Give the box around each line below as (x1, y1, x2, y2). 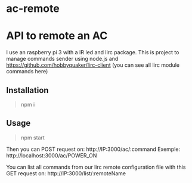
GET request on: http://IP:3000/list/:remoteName (6, 169, 126, 177)
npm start (20, 134, 45, 141)
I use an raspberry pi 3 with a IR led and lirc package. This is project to (6, 49, 179, 56)
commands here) (6, 68, 48, 75)
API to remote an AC (6, 29, 108, 43)
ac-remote (6, 2, 60, 15)
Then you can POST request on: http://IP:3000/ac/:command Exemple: (6, 145, 181, 153)
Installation (6, 85, 49, 95)
